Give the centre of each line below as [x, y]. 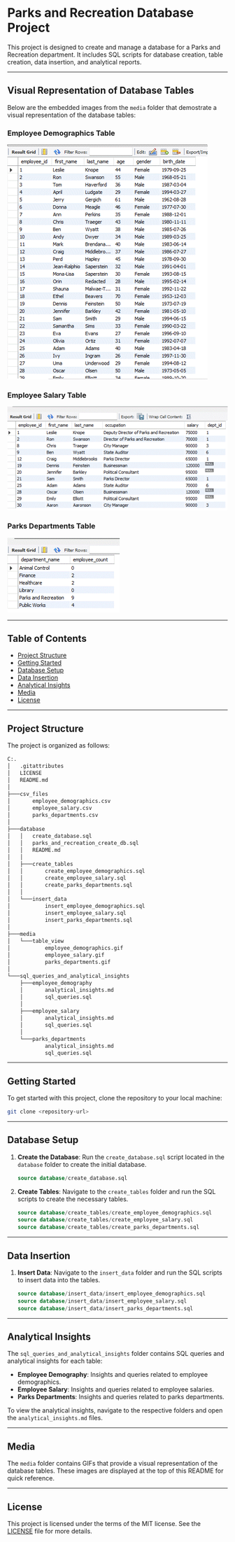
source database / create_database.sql [72, 1178]
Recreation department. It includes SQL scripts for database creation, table [115, 55]
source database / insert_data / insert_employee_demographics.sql [112, 1294]
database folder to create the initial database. [82, 1164]
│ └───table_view [36, 941]
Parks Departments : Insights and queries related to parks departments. [121, 1397]
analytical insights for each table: [55, 1361]
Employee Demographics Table [61, 133]
